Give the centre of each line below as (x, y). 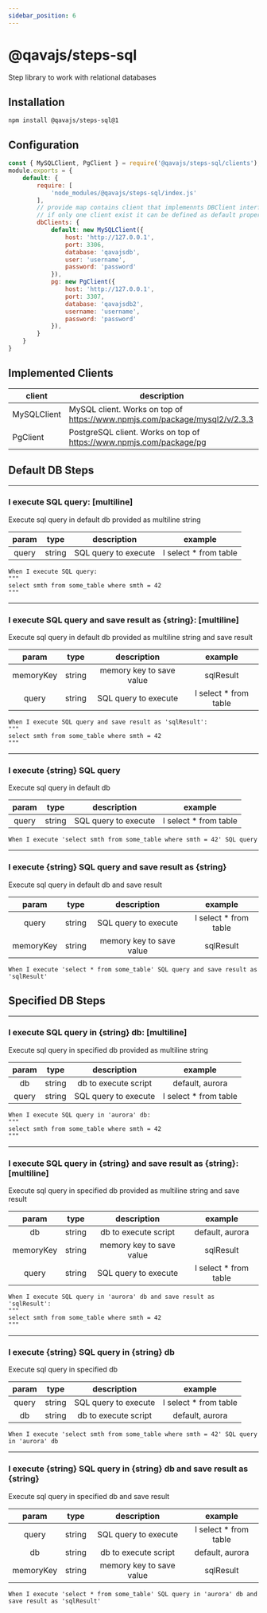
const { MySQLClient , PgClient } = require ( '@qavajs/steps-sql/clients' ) (133, 163)
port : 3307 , (85, 296)
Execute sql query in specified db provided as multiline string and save (124, 1191)
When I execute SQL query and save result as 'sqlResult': (108, 722)
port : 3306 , (85, 245)
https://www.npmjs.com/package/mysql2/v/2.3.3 (161, 419)
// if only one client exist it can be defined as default (137, 215)
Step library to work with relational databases (82, 77)
